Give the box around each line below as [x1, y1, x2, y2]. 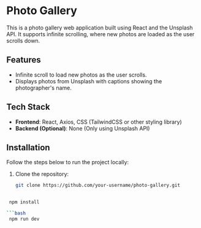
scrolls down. [6, 37, 40, 44]
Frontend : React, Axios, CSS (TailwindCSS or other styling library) [15, 118, 182, 126]
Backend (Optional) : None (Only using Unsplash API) [15, 124, 150, 132]
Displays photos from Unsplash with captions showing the [15, 77, 162, 85]
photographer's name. [15, 84, 72, 91]
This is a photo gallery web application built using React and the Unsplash [6, 24, 193, 31]
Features [6, 55, 41, 65]
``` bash [6, 210, 26, 216]
